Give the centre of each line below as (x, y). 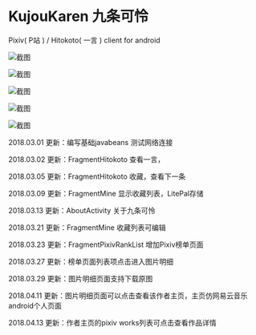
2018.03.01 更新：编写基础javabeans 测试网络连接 (91, 142)
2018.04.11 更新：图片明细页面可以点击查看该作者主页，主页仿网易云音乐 (128, 295)
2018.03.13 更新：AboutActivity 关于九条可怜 (82, 210)
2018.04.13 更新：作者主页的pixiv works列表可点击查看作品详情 (112, 322)
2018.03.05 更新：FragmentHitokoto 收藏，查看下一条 (97, 176)
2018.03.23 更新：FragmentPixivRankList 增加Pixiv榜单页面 (106, 244)
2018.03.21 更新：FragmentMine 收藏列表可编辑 (87, 227)
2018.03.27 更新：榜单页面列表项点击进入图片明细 (91, 261)
